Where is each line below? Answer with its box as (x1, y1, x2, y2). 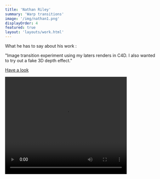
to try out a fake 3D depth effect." (5, 58, 72, 63)
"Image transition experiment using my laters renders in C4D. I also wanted (5, 53, 156, 58)
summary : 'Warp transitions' (5, 12, 64, 17)
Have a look (5, 67, 29, 73)
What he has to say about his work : (5, 43, 77, 49)
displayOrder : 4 (5, 20, 38, 26)
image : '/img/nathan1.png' (5, 16, 60, 21)
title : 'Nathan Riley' (5, 7, 51, 12)
